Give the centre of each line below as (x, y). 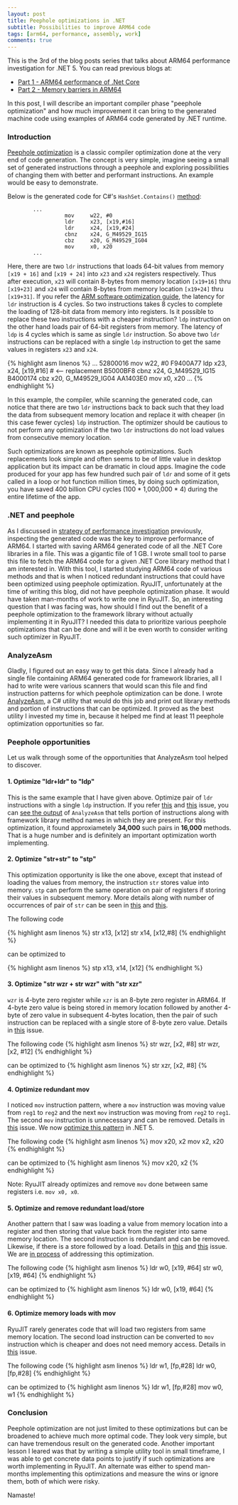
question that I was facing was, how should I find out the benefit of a (108, 607)
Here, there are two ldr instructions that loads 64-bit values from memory (116, 266)
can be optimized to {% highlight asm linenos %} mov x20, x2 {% (103, 1163)
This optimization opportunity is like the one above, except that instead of (115, 875)
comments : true (30, 41)
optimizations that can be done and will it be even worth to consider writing (118, 629)
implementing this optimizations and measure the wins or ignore (125, 1474)
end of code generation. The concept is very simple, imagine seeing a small (118, 160)
